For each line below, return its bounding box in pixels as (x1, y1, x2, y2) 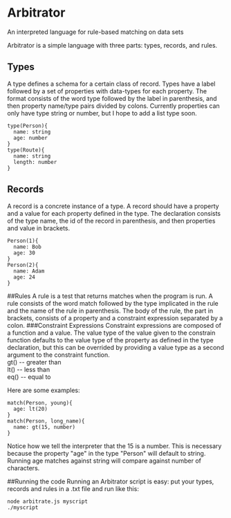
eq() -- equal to (7, 372, 51, 381)
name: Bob (13, 243, 41, 250)
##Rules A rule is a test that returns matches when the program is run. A (7, 292, 213, 300)
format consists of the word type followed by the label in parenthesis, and (7, 94, 217, 102)
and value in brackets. (7, 223, 71, 232)
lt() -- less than (7, 365, 50, 373)
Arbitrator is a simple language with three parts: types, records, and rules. (7, 41, 218, 49)
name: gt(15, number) (13, 423, 76, 430)
